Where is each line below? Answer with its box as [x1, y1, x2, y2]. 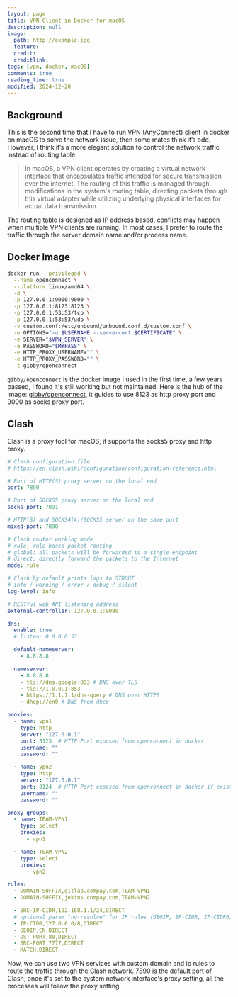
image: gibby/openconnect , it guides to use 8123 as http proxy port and [7, 390, 216, 398]
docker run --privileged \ [7, 270, 87, 277]
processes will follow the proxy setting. [7, 982, 122, 991]
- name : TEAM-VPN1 [13, 816, 69, 823]
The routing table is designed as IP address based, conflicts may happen [7, 215, 220, 224]
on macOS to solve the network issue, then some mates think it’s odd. [7, 135, 211, 144]
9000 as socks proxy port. [7, 398, 85, 406]
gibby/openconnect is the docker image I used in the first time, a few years [7, 375, 223, 383]
